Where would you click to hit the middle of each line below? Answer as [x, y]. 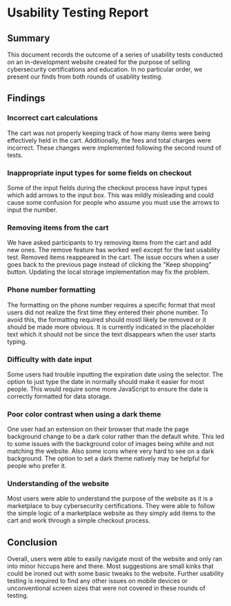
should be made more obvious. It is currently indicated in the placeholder [111, 327]
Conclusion [32, 542]
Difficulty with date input [50, 359]
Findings [27, 98]
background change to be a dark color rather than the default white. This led [116, 436]
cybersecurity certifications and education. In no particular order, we [105, 69]
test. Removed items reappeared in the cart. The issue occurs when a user [113, 257]
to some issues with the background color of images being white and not [111, 444]
